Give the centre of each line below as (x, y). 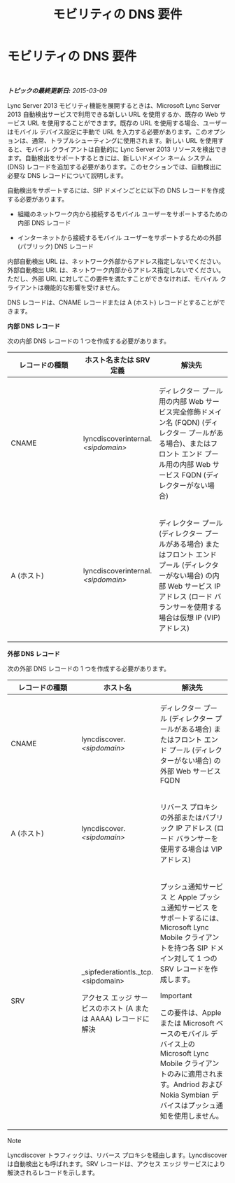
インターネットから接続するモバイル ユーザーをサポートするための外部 (119, 237)
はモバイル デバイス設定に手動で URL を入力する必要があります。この (107, 132)
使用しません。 (199, 1116)
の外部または (181, 818)
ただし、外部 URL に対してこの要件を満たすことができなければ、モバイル (113, 279)
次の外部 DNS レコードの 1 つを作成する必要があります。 (88, 668)
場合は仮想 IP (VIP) (190, 617)
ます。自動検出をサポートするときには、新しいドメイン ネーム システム (109, 157)
